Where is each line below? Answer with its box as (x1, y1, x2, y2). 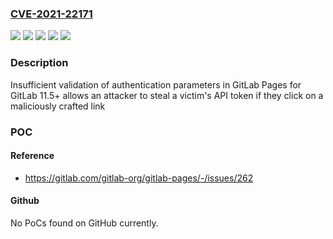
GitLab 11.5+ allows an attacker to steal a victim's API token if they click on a (10, 89, 324, 101)
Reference (10, 150, 55, 162)
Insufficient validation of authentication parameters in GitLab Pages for (10, 78, 302, 91)
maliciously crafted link (10, 100, 106, 112)
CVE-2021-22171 (10, 7, 93, 21)
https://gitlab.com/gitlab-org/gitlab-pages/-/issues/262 (24, 172, 254, 184)
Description (10, 56, 69, 70)
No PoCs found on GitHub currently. (10, 217, 159, 229)
